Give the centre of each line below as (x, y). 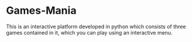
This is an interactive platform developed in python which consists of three (96, 26)
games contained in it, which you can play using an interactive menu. (89, 32)
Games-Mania (41, 11)
